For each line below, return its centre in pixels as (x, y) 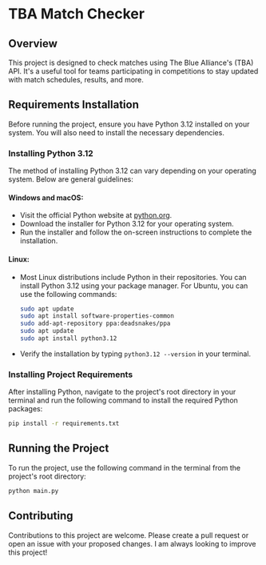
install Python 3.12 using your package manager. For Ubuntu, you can (134, 286)
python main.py (34, 491)
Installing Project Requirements (71, 375)
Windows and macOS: (46, 198)
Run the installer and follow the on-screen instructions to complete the (136, 232)
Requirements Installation (74, 105)
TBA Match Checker (77, 14)
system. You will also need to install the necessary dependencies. (117, 132)
